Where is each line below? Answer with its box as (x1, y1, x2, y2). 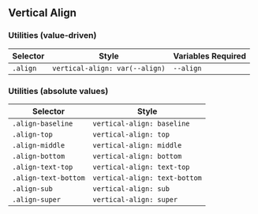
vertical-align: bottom (92, 152, 182, 160)
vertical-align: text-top (92, 162, 190, 171)
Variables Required (173, 51, 247, 62)
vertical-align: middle (92, 141, 182, 149)
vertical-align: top (92, 130, 170, 139)
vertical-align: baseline (92, 118, 190, 128)
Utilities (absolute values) (8, 85, 109, 96)
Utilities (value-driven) (8, 30, 97, 41)
